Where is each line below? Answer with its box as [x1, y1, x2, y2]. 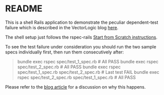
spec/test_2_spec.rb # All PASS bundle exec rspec [17, 64, 121, 70]
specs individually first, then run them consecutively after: [5, 49, 124, 55]
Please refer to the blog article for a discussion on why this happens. [5, 84, 146, 90]
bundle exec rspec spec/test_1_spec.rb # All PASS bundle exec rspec [17, 58, 159, 64]
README [5, 3, 43, 14]
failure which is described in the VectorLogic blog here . [5, 24, 119, 30]
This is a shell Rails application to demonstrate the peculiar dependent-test [5, 19, 159, 25]
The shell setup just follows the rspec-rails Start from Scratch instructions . [5, 34, 158, 40]
